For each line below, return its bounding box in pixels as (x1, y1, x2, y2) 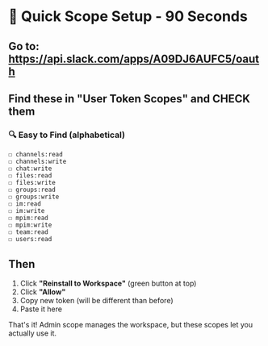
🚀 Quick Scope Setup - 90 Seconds (8, 7, 248, 26)
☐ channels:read (8, 151, 63, 159)
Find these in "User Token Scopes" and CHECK (8, 92, 250, 106)
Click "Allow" (19, 287, 66, 297)
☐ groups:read (8, 186, 57, 194)
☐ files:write (8, 179, 57, 187)
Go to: (8, 40, 40, 53)
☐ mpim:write (8, 221, 52, 229)
